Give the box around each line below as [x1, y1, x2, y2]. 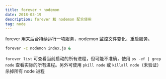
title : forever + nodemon [5, 7, 59, 13]
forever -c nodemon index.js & [5, 46, 71, 51]
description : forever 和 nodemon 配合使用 [5, 17, 92, 22]
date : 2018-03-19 [5, 12, 42, 17]
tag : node [5, 21, 26, 27]
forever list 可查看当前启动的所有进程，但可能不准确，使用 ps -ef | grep [5, 56, 161, 62]
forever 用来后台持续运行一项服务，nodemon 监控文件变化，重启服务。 [5, 36, 152, 42]
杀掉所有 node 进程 [5, 68, 45, 74]
